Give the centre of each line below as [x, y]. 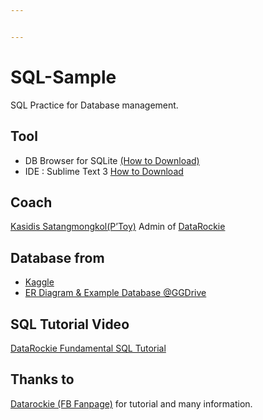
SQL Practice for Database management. [94, 105]
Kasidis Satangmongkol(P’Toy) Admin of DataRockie [118, 227]
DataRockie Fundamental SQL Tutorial [88, 348]
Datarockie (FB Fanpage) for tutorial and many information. [131, 403]
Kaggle [39, 282]
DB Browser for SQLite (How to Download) [112, 160]
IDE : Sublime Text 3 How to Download [104, 171]
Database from [57, 257]
